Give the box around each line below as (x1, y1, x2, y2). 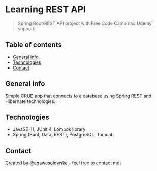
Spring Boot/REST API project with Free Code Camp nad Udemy (17, 20, 152, 26)
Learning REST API (5, 4, 86, 15)
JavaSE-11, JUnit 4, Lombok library (12, 126, 86, 132)
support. (17, 25, 36, 31)
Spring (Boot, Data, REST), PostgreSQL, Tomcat (12, 132, 113, 138)
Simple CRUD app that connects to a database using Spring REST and (5, 93, 152, 99)
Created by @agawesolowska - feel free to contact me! (5, 160, 121, 166)
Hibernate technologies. (5, 98, 56, 105)
